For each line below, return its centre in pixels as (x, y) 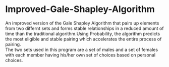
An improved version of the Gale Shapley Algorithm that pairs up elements (82, 23)
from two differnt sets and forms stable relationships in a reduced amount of (84, 28)
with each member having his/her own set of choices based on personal (80, 55)
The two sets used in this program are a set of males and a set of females (81, 49)
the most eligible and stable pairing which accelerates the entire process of (83, 39)
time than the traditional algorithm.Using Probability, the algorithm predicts (83, 33)
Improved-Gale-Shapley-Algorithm (80, 9)
